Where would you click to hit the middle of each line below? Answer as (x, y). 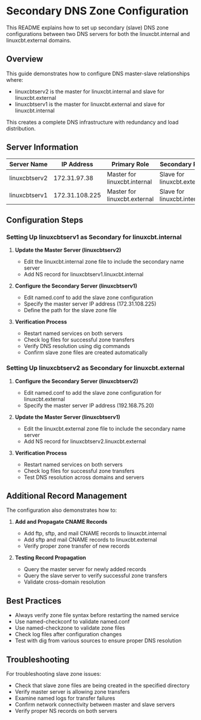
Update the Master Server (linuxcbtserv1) (68, 417)
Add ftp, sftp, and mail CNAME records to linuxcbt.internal (95, 533)
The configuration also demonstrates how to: (62, 510)
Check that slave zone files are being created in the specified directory (102, 685)
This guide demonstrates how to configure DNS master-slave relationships (98, 74)
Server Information (42, 147)
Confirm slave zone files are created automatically (86, 353)
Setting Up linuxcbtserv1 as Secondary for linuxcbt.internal (94, 237)
